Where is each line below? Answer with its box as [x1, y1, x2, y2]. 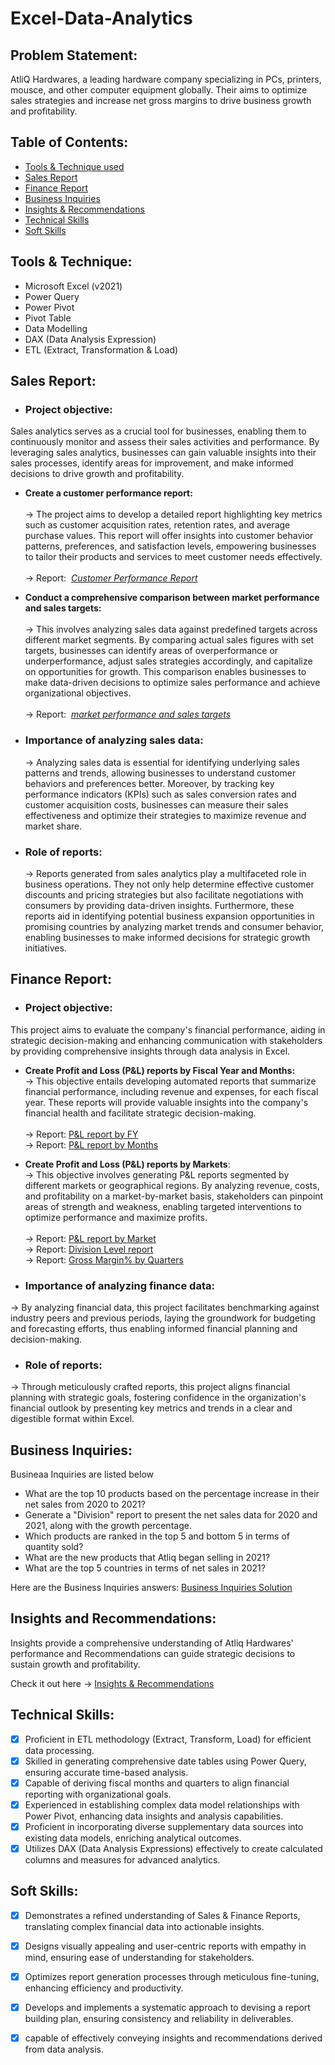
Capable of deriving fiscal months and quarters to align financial [24, 1777, 290, 1789]
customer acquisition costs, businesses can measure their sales [24, 798, 289, 811]
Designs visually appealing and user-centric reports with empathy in [24, 1940, 307, 1952]
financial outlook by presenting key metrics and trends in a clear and [10, 1402, 293, 1414]
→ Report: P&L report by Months [24, 1138, 159, 1151]
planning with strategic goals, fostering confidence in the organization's [10, 1392, 307, 1404]
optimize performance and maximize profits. [24, 1211, 208, 1223]
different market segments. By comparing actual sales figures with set [24, 634, 315, 646]
